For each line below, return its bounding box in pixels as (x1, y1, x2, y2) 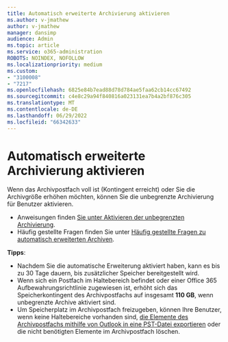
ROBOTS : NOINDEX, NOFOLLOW (7, 55, 84, 62)
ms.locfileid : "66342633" (7, 118, 81, 126)
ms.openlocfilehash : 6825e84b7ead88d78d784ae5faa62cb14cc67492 (7, 87, 192, 93)
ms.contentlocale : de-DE (7, 106, 78, 113)
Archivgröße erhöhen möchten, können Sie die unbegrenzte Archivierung (7, 193, 214, 201)
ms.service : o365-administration (7, 49, 103, 56)
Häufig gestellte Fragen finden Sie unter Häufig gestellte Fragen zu (16, 228, 207, 236)
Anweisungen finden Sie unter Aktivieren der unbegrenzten (16, 214, 185, 222)
